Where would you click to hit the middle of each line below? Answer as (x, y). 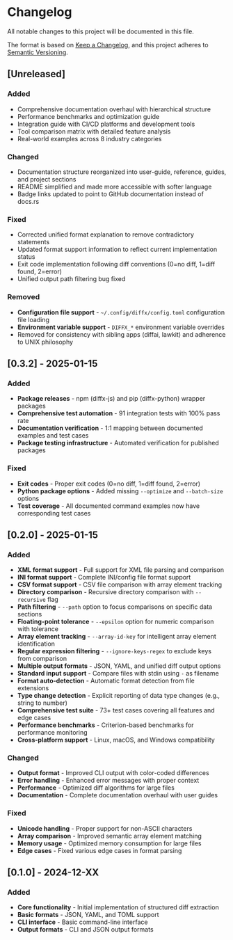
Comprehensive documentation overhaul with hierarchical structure (114, 109)
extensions (33, 688)
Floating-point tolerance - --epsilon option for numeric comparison (115, 622)
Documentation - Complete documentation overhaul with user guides (117, 795)
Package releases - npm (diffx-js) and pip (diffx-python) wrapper (111, 399)
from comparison (42, 659)
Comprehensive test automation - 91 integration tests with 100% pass (119, 413)
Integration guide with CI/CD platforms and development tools (106, 124)
